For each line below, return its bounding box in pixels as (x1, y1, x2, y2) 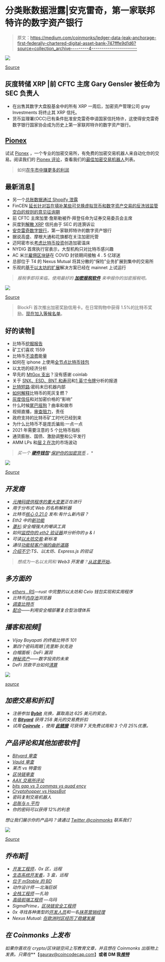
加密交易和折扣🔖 (5, 697, 55, 705)
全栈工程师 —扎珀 (12, 891, 48, 897)
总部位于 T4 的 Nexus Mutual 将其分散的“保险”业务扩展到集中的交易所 (12, 259, 154, 264)
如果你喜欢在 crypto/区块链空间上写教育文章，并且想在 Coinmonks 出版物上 (5, 945, 159, 951)
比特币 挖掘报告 (12, 341, 43, 347)
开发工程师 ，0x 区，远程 (12, 866, 63, 872)
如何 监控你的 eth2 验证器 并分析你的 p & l (12, 530, 95, 535)
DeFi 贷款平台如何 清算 (12, 661, 58, 668)
